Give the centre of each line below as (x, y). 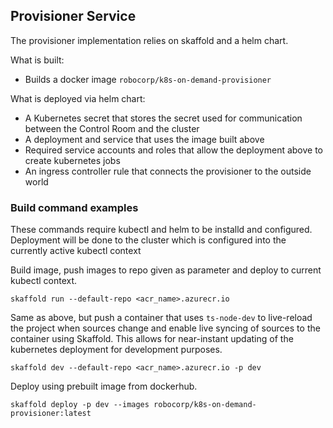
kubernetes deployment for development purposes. (116, 350)
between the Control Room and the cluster (112, 128)
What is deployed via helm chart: (78, 98)
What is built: (37, 60)
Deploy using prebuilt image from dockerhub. (104, 386)
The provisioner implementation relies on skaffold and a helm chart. (149, 40)
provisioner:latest (51, 414)
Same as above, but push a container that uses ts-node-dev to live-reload (161, 318)
